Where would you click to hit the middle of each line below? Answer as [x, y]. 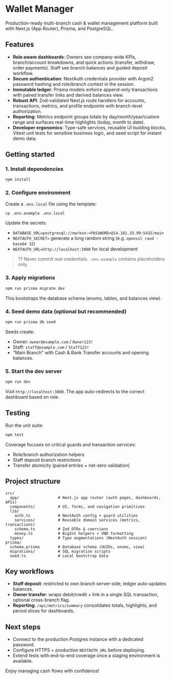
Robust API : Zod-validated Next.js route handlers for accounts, [79, 100]
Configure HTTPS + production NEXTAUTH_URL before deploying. [79, 650]
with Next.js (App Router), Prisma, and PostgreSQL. [59, 28]
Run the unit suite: [24, 425]
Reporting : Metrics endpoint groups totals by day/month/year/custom [86, 117]
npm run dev [18, 382]
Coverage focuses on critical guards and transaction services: [71, 444]
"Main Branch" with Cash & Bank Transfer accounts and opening [81, 352]
